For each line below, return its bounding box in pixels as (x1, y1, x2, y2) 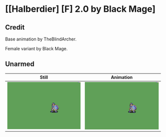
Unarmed (5, 60, 35, 68)
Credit (5, 23, 25, 32)
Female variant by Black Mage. (5, 46, 68, 51)
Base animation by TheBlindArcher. (5, 36, 77, 42)
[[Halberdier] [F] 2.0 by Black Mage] (5, 3, 156, 15)
